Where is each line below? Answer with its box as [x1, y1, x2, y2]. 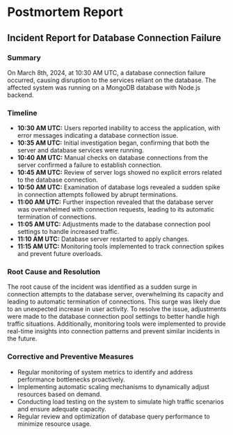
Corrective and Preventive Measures [7, 352, 134, 362]
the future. [7, 335, 38, 343]
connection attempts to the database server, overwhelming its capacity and [7, 290, 224, 299]
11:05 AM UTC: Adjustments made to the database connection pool [17, 220, 211, 228]
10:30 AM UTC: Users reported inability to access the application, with [17, 124, 220, 132]
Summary [7, 53, 42, 63]
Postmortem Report [7, 4, 124, 20]
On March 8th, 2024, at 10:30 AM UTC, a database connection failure [7, 68, 206, 77]
